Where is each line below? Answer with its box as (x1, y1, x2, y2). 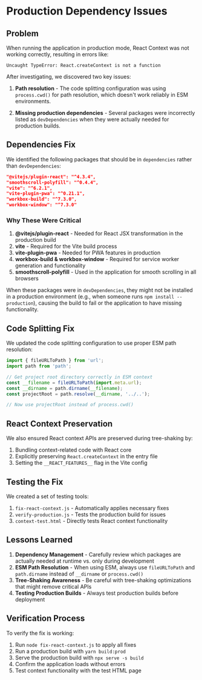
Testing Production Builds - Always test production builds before (15, 589, 178, 597)
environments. (15, 98, 51, 105)
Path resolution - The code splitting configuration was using (15, 85, 166, 92)
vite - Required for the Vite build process (15, 243, 117, 250)
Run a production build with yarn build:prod (15, 647, 126, 655)
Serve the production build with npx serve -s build (15, 654, 144, 661)
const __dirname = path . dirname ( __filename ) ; (6, 385, 123, 391)
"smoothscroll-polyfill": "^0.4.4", (6, 180, 99, 186)
